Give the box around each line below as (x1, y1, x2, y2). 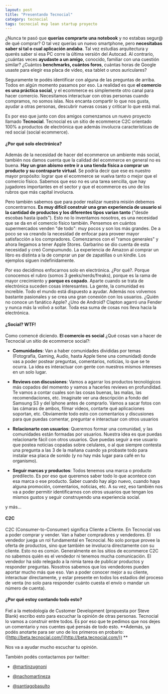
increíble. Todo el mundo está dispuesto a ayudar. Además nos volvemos (5, 289, 156, 295)
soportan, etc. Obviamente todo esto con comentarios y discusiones (12, 410, 154, 417)
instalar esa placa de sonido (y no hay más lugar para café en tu (12, 452, 145, 458)
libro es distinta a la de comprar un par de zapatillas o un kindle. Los (5, 252, 146, 258)
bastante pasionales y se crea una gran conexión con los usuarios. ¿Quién (5, 294, 159, 300)
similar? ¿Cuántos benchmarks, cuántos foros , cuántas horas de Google (5, 62, 156, 68)
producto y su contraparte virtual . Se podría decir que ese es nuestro (5, 168, 151, 174)
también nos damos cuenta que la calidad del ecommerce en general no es (5, 157, 161, 163)
